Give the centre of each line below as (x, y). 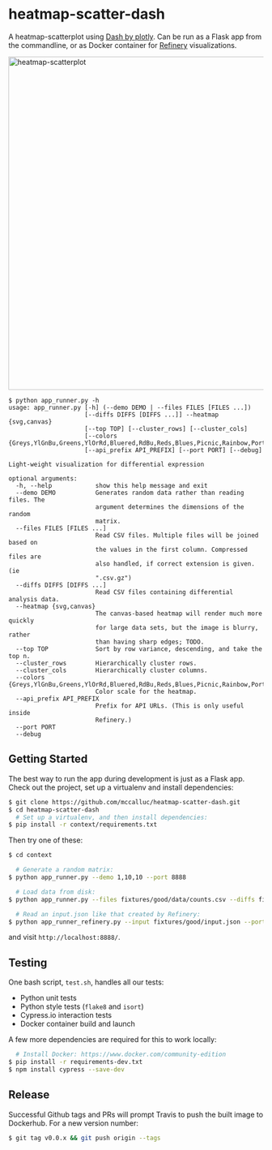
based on (23, 542)
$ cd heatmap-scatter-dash (54, 810)
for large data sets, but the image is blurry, (177, 627)
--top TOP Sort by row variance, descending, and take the (139, 649)
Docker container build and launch (78, 1024)
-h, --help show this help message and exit (112, 485)
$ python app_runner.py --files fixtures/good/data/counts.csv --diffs (132, 899)
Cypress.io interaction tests (66, 1015)
